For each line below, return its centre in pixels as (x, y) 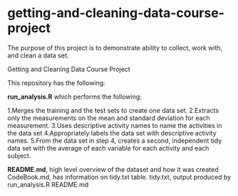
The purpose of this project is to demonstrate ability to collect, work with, (115, 48)
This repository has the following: (56, 82)
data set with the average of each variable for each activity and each (108, 148)
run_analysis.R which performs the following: (75, 97)
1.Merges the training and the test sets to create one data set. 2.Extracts (113, 110)
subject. (19, 156)
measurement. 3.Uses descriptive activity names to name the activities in (115, 125)
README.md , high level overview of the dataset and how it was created (113, 169)
